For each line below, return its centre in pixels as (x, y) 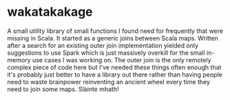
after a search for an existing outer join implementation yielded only (103, 45)
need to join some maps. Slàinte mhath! (63, 89)
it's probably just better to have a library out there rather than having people (115, 74)
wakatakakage (50, 12)
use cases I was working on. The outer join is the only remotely (122, 60)
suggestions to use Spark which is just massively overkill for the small (106, 53)
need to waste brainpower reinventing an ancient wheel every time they (109, 82)
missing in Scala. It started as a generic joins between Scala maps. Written (113, 38)
